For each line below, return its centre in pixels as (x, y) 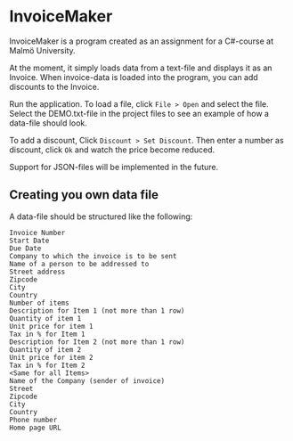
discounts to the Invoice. (54, 86)
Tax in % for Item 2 (48, 365)
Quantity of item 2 (45, 349)
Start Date (29, 241)
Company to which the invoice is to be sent (93, 256)
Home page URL (36, 428)
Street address (37, 272)
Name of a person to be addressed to (79, 264)
